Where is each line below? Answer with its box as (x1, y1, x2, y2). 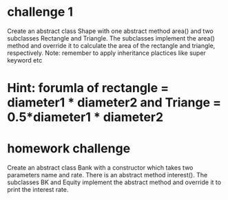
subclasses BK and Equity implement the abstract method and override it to (7, 178, 222, 186)
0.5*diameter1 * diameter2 (7, 109, 164, 125)
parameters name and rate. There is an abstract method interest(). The (7, 171, 208, 179)
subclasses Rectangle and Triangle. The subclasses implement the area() (7, 34, 215, 42)
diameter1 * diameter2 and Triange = (7, 95, 222, 111)
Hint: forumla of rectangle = (7, 80, 169, 96)
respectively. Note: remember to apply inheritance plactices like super (7, 49, 207, 57)
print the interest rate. (7, 186, 69, 194)
